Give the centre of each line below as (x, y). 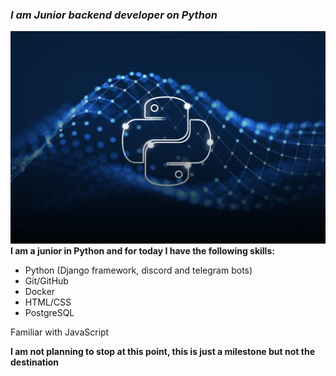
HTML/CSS (48, 302)
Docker (40, 292)
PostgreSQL (49, 313)
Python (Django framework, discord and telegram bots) (138, 270)
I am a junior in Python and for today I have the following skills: (142, 251)
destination (34, 362)
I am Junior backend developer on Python (114, 15)
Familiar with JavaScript (60, 332)
